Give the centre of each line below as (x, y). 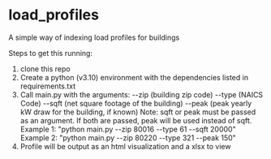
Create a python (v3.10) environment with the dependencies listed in (134, 77)
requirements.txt (48, 86)
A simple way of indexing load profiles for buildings (94, 37)
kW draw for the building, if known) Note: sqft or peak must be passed (138, 112)
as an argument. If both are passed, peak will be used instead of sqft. (136, 120)
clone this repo (45, 69)
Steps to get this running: (51, 53)
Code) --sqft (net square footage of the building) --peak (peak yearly (136, 103)
